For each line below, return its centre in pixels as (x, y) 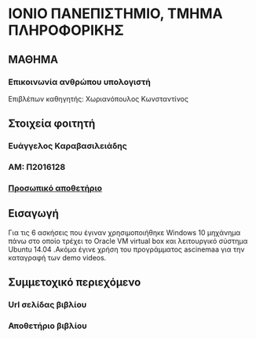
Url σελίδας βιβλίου (48, 305)
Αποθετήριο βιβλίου (48, 326)
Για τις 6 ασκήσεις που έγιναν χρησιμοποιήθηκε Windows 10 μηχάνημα (124, 232)
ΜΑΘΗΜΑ (33, 59)
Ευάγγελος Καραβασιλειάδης (68, 146)
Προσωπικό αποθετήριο (55, 188)
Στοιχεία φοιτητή (52, 124)
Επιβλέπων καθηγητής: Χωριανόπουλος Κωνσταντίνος (98, 98)
